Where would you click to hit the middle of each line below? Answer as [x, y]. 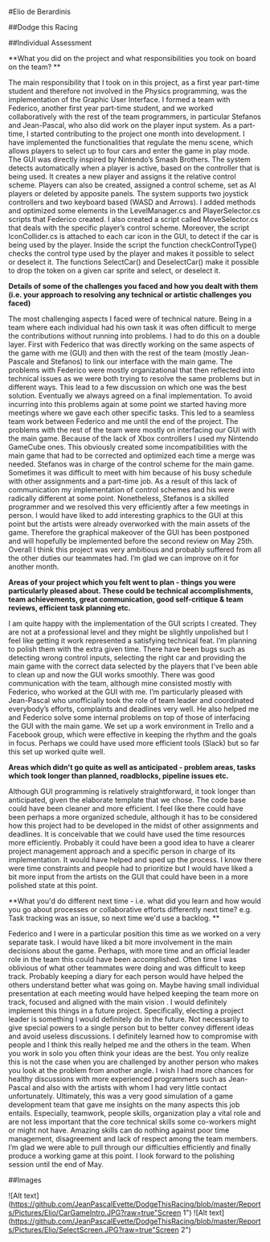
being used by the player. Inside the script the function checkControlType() [133, 245]
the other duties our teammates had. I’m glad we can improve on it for [124, 558]
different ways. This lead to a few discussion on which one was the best [128, 387]
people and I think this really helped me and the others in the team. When [130, 1045]
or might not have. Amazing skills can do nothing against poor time [119, 1130]
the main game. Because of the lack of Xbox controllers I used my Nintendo [133, 438]
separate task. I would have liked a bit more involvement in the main [121, 942]
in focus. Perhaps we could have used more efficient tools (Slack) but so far [134, 743]
